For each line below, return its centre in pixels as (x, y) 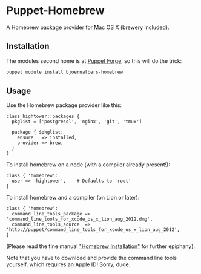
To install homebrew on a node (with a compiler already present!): (88, 165)
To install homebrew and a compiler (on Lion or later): (73, 198)
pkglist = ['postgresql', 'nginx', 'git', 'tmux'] (77, 122)
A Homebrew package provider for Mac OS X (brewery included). (88, 27)
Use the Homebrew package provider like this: (64, 105)
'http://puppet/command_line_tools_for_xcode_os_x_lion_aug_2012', (93, 230)
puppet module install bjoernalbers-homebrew (64, 72)
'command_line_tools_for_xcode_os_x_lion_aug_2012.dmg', (80, 219)
